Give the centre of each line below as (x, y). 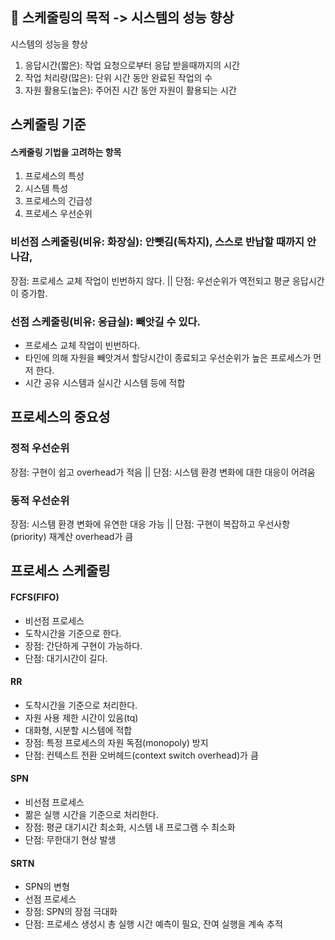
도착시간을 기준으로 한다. (73, 633)
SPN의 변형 (47, 887)
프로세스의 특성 (54, 176)
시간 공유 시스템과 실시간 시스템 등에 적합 (105, 382)
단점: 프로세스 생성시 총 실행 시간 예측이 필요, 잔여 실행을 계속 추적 (153, 924)
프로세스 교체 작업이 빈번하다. (82, 345)
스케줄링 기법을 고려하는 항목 (66, 152)
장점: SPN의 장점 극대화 (71, 912)
